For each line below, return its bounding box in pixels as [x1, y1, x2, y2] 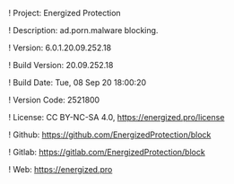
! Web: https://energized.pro [8, 164, 113, 174]
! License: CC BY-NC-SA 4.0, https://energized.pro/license [8, 112, 225, 122]
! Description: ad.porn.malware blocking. [8, 25, 159, 35]
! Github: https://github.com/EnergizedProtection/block [8, 129, 212, 140]
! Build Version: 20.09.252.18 [8, 60, 114, 70]
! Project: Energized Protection [8, 8, 122, 18]
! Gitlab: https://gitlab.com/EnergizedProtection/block [8, 147, 205, 157]
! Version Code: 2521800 [8, 94, 100, 105]
